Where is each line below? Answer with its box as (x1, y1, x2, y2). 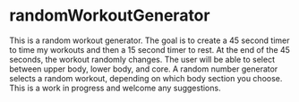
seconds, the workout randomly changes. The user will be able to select (9, 54, 276, 64)
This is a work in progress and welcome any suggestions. (9, 82, 221, 93)
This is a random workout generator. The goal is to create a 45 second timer (9, 35, 290, 46)
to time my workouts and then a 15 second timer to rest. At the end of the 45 (9, 44, 291, 55)
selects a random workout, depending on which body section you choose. (9, 72, 283, 83)
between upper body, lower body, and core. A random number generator (9, 64, 278, 74)
